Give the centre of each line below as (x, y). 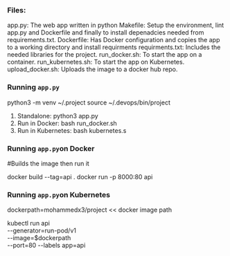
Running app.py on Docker (51, 148)
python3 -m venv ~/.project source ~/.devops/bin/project (89, 102)
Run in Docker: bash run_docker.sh (67, 123)
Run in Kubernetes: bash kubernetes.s (72, 130)
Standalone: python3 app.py (57, 116)
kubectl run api (29, 223)
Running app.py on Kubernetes (59, 194)
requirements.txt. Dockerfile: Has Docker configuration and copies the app (114, 40)
